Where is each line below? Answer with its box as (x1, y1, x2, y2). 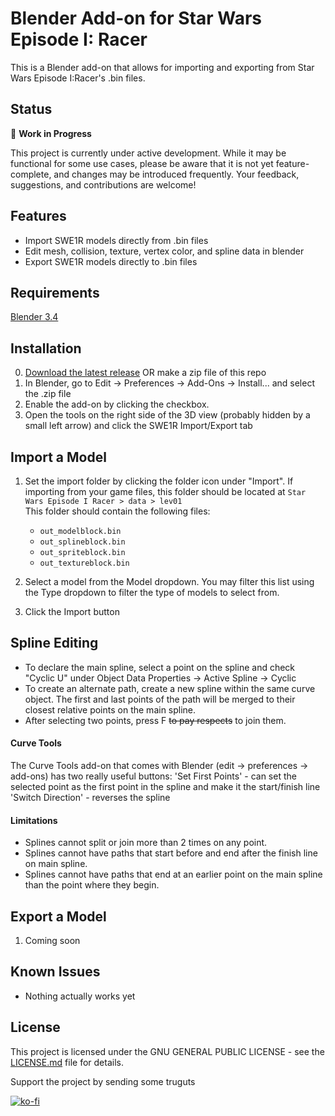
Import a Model (10, 448, 107, 466)
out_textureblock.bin (39, 558, 130, 568)
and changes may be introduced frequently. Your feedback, (53, 168, 300, 180)
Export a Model (10, 908, 107, 925)
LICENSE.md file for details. (10, 1056, 124, 1068)
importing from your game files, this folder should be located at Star (24, 486, 307, 497)
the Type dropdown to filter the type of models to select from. (24, 587, 280, 598)
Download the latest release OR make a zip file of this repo (24, 367, 267, 379)
